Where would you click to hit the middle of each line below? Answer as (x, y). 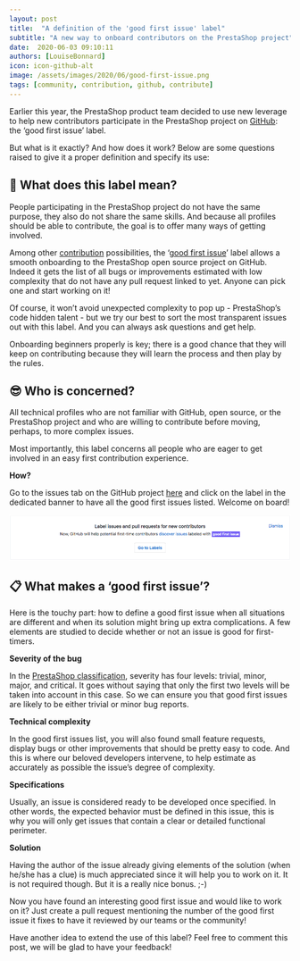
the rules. (27, 363)
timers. (22, 641)
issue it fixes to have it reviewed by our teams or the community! (128, 920)
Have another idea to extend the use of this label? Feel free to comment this (149, 937)
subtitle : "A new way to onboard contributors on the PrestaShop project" (151, 38)
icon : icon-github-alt (51, 66)
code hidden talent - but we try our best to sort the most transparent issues (148, 317)
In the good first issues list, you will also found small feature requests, (137, 739)
